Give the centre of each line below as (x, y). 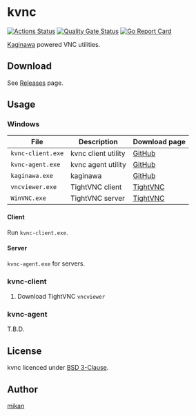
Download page (159, 142)
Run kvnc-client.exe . (38, 232)
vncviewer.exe (34, 187)
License (24, 351)
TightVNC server (98, 199)
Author (22, 389)
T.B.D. (16, 329)
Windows (23, 124)
